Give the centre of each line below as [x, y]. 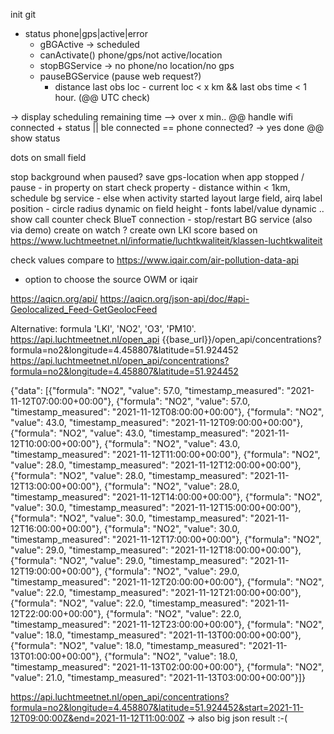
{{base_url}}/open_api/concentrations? [241, 339]
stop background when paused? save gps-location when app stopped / [157, 177]
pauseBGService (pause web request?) [120, 76]
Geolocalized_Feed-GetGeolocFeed [84, 309]
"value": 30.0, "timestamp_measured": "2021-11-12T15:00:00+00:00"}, [156, 507]
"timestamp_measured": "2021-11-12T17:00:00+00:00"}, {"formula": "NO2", [166, 539]
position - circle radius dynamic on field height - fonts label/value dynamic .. [167, 208]
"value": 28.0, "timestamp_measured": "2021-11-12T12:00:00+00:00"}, [156, 465]
